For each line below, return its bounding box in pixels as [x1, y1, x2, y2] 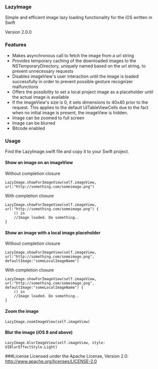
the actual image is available [12, 94, 69, 100]
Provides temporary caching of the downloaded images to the [12, 58, 137, 64]
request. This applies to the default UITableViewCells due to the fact [12, 104, 149, 110]
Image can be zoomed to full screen [12, 115, 85, 121]
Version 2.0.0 [5, 29, 32, 35]
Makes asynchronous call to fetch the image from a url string [12, 52, 135, 58]
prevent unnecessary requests [12, 68, 74, 74]
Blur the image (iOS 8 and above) [5, 329, 73, 335]
